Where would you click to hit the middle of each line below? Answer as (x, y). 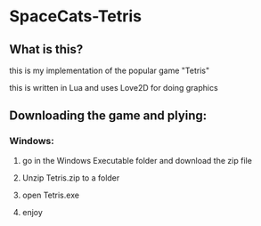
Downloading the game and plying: (108, 116)
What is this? (46, 49)
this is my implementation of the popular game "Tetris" (110, 70)
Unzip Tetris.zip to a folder (71, 178)
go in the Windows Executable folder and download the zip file (137, 160)
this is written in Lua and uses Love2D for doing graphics (114, 88)
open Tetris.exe (51, 195)
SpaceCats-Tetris (76, 16)
